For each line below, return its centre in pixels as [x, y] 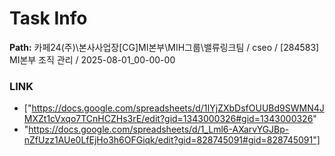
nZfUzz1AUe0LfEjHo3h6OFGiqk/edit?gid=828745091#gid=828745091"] [172, 140]
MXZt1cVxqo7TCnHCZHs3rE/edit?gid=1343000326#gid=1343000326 [168, 119]
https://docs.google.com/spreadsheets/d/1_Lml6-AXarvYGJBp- [159, 129]
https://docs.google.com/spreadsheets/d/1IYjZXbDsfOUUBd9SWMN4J [178, 108]
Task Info [48, 18]
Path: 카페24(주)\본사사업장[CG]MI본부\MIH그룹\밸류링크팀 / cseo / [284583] [164, 47]
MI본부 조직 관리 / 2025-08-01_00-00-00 [92, 59]
